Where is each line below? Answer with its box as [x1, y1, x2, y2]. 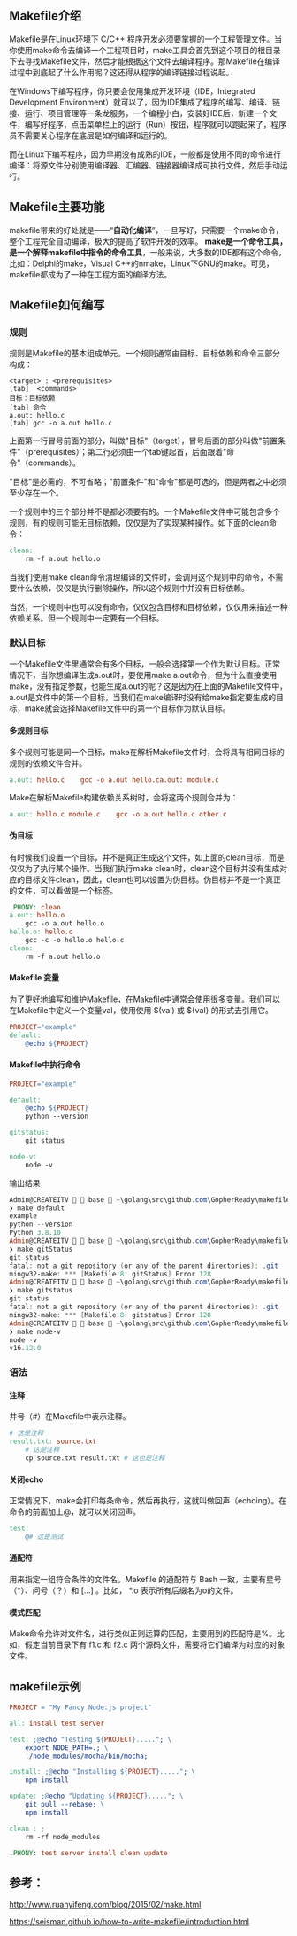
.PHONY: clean [9, 902, 62, 911]
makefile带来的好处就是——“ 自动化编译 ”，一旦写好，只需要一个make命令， [9, 224, 284, 235]
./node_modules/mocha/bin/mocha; [25, 1752, 148, 1760]
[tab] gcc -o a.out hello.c [9, 419, 113, 428]
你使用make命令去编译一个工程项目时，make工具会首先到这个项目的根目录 [9, 44, 281, 55]
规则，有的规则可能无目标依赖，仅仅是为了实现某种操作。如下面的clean [9, 518, 270, 528]
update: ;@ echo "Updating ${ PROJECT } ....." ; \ [9, 1792, 184, 1801]
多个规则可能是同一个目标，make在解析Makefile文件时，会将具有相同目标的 [9, 746, 285, 757]
